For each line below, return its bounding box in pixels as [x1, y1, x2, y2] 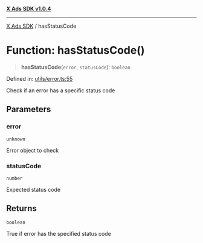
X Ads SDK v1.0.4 [6, 5, 51, 12]
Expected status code [6, 186, 61, 193]
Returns [6, 203, 37, 213]
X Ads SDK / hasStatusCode [6, 22, 77, 30]
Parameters [6, 104, 51, 115]
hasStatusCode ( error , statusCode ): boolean [21, 63, 131, 71]
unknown [6, 136, 26, 142]
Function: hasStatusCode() [6, 43, 145, 57]
